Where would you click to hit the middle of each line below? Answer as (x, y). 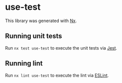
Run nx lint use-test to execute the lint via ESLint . (57, 75)
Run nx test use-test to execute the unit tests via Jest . (61, 48)
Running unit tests (34, 36)
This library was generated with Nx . (41, 21)
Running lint (24, 64)
